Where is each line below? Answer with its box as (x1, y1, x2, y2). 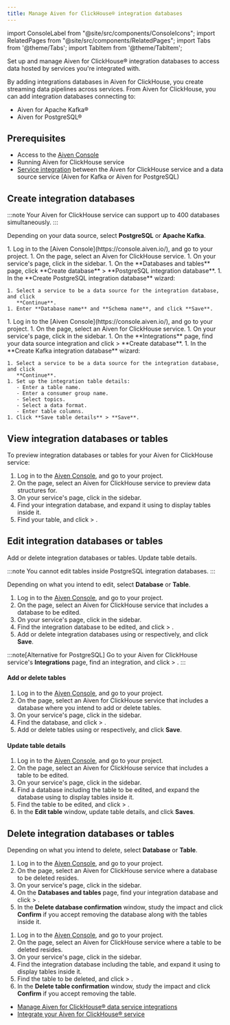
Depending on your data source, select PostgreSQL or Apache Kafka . (7, 232, 206, 240)
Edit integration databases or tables (7, 536, 163, 547)
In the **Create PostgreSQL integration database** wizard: (7, 274, 176, 283)
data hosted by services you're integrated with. (7, 64, 141, 72)
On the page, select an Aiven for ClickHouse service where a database (16, 867, 218, 875)
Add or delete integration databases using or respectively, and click (16, 630, 209, 638)
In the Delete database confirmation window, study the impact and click (16, 903, 223, 912)
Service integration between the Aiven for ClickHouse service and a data (16, 166, 224, 174)
